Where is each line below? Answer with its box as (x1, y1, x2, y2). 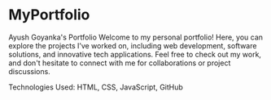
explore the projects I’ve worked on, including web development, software (8, 40, 257, 50)
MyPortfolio (8, 6, 90, 24)
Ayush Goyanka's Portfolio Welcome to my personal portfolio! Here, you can (8, 32, 263, 42)
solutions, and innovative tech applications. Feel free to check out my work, (8, 49, 262, 59)
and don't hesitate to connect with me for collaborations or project (8, 58, 231, 68)
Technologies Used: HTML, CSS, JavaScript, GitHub (8, 82, 183, 92)
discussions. (8, 66, 50, 76)
